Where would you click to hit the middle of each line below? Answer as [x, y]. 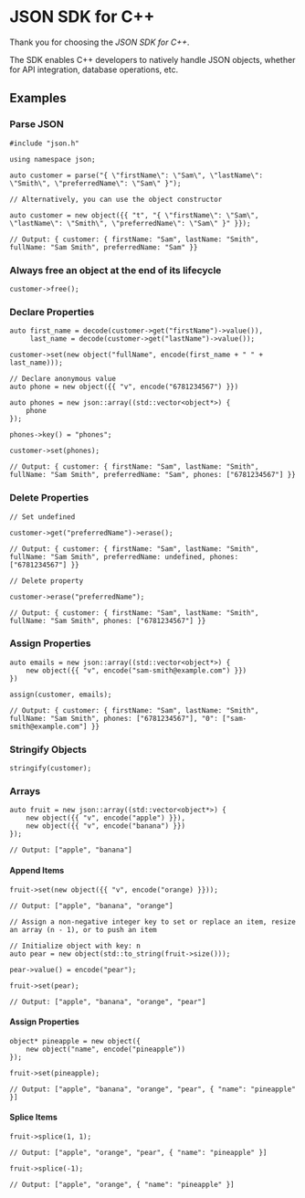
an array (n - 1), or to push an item [83, 929]
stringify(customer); [51, 769]
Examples [38, 98]
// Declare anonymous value [63, 379]
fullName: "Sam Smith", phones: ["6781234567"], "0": [114, 718]
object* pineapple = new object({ [75, 1041]
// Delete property [47, 581]
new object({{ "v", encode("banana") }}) [105, 826]
